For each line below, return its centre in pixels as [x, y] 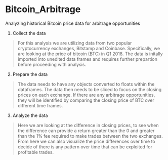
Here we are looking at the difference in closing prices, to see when [88, 125]
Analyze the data [30, 115]
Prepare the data [30, 74]
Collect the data [29, 33]
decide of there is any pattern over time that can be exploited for [85, 147]
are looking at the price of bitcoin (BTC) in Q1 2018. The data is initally [90, 54]
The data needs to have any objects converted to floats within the [86, 84]
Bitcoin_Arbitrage [43, 9]
